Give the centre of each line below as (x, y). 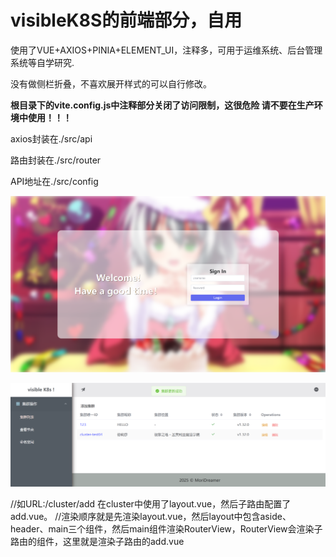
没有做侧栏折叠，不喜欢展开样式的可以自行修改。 (111, 83)
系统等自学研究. (42, 62)
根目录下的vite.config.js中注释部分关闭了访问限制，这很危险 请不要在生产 (162, 105)
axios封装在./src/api (51, 138)
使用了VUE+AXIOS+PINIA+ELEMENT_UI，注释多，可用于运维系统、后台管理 (166, 50)
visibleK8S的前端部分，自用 (126, 20)
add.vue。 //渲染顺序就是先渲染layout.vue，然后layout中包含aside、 (151, 516)
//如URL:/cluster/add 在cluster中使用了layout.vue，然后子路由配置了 (151, 503)
